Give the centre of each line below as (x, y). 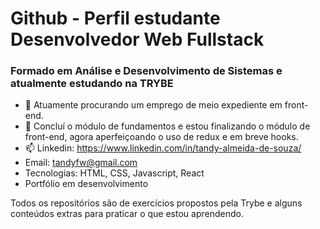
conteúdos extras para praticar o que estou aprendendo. (127, 214)
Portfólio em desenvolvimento (86, 184)
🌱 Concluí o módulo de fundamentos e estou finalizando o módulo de (167, 126)
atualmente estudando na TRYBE (92, 84)
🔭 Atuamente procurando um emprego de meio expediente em (153, 105)
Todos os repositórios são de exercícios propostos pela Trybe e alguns (156, 203)
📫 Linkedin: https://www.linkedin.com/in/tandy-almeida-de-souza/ (163, 148)
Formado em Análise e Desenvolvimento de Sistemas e (146, 71)
